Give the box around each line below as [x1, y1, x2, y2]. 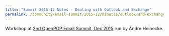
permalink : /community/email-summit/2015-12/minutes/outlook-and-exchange [5, 12, 165, 17]
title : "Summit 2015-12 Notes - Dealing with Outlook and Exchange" [5, 7, 152, 12]
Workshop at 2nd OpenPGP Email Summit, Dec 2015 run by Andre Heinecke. [5, 25, 163, 31]
